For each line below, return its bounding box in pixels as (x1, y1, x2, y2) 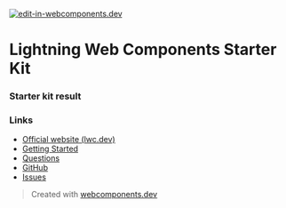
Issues (21, 172, 47, 182)
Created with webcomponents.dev (30, 189, 158, 200)
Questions (21, 153, 60, 164)
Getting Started (21, 143, 78, 155)
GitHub (21, 163, 49, 173)
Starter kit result (9, 90, 82, 102)
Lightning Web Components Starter (9, 40, 277, 60)
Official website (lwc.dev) (21, 134, 115, 145)
